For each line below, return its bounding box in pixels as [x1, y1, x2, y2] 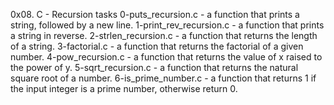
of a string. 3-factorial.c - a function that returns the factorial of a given [10, 40, 304, 52]
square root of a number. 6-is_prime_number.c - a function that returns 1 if [10, 72, 317, 84]
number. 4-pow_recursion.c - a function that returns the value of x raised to [10, 51, 323, 63]
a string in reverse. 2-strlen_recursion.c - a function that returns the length [10, 30, 318, 41]
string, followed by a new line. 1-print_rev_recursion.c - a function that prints [10, 19, 325, 31]
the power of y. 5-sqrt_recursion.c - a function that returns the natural [10, 62, 299, 73]
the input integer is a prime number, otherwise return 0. [10, 83, 238, 94]
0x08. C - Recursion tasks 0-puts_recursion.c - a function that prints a [10, 9, 300, 20]
